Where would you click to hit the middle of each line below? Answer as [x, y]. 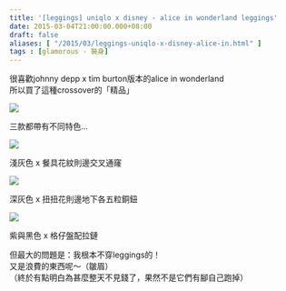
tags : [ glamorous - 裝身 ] [59, 52]
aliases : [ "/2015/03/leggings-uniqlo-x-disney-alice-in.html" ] [135, 43]
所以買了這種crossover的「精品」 [72, 90]
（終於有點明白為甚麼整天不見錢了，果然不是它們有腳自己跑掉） [128, 277]
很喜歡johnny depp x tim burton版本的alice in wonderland [117, 79]
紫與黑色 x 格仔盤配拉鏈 [54, 236]
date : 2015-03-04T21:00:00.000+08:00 [81, 26]
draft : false [34, 35]
